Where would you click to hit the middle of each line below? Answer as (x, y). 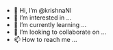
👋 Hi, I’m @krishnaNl (42, 10)
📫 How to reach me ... (45, 40)
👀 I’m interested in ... (42, 18)
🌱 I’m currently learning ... (50, 25)
